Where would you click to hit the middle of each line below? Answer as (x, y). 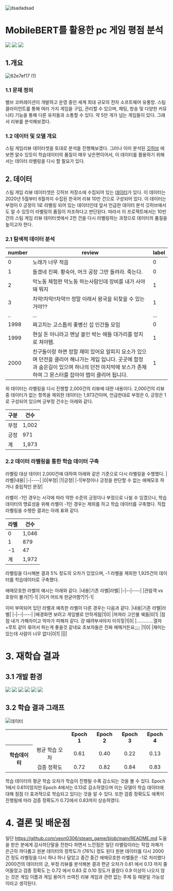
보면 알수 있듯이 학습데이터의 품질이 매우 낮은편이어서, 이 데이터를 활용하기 (80, 155)
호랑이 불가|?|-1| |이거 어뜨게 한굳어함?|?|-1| (50, 597)
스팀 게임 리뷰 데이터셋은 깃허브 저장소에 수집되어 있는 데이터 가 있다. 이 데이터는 (86, 193)
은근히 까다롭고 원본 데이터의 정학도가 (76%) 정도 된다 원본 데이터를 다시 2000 (85, 851)
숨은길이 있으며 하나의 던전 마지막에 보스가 (87, 367)
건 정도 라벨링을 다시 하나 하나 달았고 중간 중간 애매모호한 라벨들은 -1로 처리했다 (85, 858)
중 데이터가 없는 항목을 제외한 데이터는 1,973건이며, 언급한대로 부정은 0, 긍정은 (84, 395)
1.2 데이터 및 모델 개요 (31, 136)
